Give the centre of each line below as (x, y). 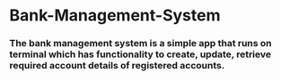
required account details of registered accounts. (117, 66)
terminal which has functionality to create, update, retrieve (140, 54)
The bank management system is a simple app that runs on (140, 44)
